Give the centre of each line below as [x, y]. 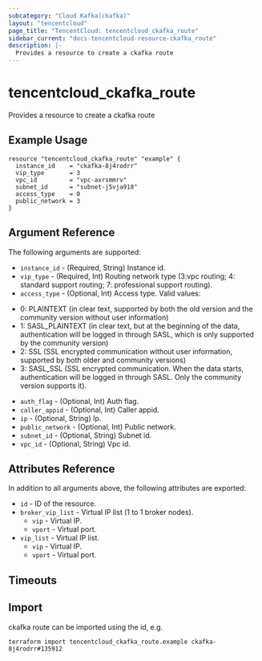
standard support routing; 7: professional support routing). [116, 284]
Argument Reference [62, 233]
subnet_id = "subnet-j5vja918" [77, 187]
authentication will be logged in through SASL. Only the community [131, 377]
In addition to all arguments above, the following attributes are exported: [127, 488]
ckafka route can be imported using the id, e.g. [86, 626]
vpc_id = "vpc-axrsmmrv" [71, 180]
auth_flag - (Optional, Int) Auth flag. [79, 401]
